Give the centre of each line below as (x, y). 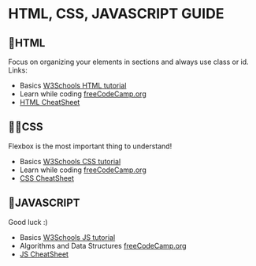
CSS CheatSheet (47, 178)
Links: (18, 70)
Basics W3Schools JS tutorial (67, 237)
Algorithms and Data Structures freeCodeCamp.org (103, 245)
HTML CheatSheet (50, 102)
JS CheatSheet (44, 254)
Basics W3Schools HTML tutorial (73, 85)
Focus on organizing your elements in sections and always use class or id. (129, 62)
